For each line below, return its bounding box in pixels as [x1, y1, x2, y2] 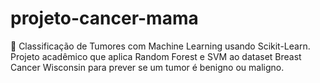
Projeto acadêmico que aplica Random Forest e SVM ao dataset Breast [10, 50, 302, 62]
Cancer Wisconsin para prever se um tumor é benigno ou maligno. [10, 61, 285, 73]
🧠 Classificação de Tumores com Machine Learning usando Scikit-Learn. [10, 40, 311, 52]
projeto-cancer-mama [10, 7, 199, 30]
